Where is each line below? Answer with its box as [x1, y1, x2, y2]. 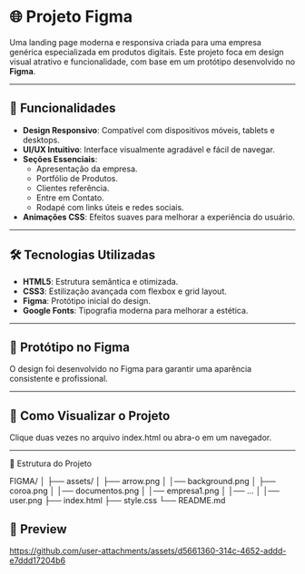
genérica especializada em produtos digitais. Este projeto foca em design [9, 46, 284, 57]
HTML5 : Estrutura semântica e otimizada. [22, 276, 179, 287]
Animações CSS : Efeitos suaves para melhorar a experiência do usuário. [22, 211, 295, 222]
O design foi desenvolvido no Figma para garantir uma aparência [9, 364, 252, 375]
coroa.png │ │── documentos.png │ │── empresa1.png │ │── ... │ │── [9, 485, 280, 496]
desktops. [22, 134, 61, 145]
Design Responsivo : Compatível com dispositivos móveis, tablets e [22, 124, 275, 135]
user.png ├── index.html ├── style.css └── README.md [9, 495, 226, 506]
